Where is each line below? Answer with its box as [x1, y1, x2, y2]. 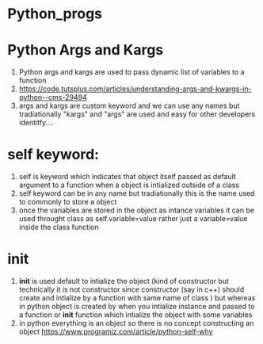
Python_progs [7, 5, 103, 23]
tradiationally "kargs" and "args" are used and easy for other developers [18, 109, 256, 119]
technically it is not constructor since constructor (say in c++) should [18, 285, 245, 294]
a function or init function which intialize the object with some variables [18, 310, 253, 319]
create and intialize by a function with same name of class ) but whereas [18, 293, 256, 302]
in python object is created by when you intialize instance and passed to [18, 302, 255, 311]
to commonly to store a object [18, 197, 117, 207]
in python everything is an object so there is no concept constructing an [18, 319, 254, 327]
